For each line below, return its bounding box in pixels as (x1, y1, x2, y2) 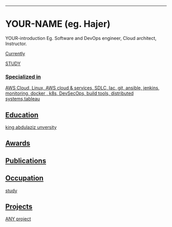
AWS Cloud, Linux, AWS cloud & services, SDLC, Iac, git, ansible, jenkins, (5, 85, 160, 91)
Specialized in (5, 73, 41, 80)
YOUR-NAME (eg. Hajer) (5, 18, 111, 30)
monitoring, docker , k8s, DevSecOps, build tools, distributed (5, 90, 134, 96)
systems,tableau (5, 96, 40, 102)
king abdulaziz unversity (5, 124, 57, 131)
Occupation (5, 174, 44, 182)
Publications (5, 156, 47, 165)
